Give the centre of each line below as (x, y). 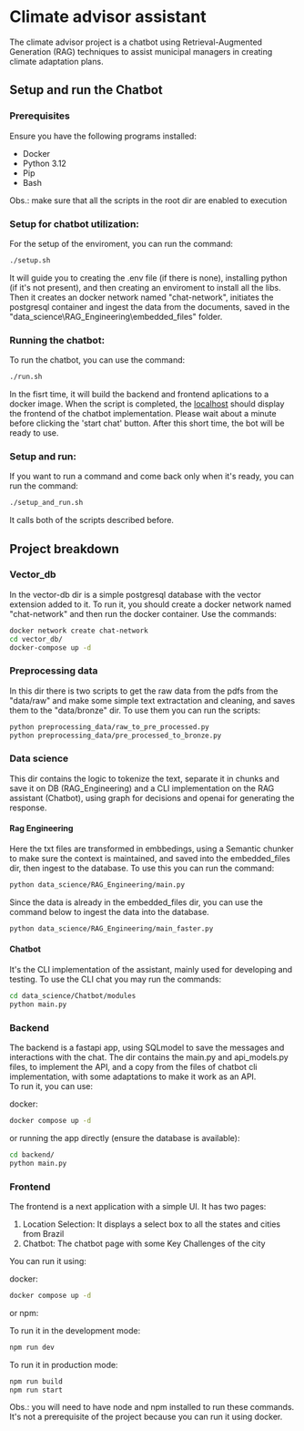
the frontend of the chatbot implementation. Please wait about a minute (143, 413)
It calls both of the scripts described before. (92, 520)
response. (28, 808)
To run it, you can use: (51, 1086)
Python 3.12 (44, 163)
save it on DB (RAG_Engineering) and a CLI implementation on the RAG (142, 788)
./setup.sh (30, 260)
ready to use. (34, 432)
